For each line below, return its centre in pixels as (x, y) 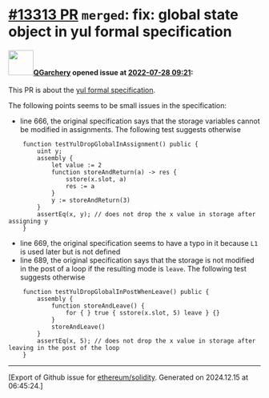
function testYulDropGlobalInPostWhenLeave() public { (116, 292)
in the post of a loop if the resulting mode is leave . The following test (133, 269)
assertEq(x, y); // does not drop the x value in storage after (147, 215)
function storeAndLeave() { (98, 306)
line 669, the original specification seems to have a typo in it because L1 (139, 243)
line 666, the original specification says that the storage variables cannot (140, 121)
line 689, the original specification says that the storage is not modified (137, 260)
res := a (80, 187)
